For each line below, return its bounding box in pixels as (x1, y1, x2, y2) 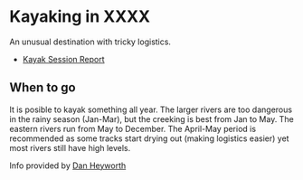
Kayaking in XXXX (9, 6, 151, 27)
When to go (9, 80, 76, 96)
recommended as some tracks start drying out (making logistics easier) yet (9, 133, 289, 144)
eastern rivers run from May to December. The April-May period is (9, 123, 256, 134)
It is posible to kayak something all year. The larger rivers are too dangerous (9, 104, 292, 115)
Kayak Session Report (22, 53, 106, 64)
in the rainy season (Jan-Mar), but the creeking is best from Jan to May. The (9, 113, 294, 124)
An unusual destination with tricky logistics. (9, 36, 172, 47)
